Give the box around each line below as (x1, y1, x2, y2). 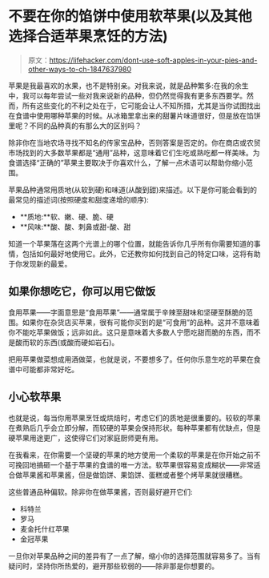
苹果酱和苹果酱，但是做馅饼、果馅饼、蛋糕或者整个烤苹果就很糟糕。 (22, 470, 247, 480)
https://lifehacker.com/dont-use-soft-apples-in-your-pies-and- (49, 55, 258, 65)
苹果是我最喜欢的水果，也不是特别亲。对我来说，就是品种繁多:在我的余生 (8, 81, 250, 90)
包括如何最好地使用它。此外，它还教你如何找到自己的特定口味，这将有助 (22, 249, 261, 259)
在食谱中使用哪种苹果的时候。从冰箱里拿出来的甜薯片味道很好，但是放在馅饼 (8, 110, 261, 120)
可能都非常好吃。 (22, 364, 78, 374)
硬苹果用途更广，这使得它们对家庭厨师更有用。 (8, 433, 163, 443)
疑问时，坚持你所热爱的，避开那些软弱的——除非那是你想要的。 (8, 561, 219, 571)
